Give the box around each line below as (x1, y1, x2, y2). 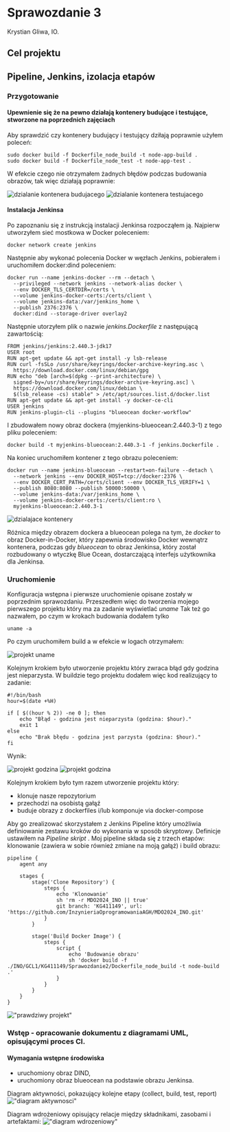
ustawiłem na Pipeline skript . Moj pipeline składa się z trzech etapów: (7, 834, 205, 842)
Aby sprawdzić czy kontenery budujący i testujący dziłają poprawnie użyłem (7, 130, 223, 139)
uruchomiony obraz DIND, (16, 1069, 91, 1077)
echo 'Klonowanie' (56, 891, 109, 898)
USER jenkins (7, 403, 45, 410)
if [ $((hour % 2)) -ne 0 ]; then (7, 710, 106, 717)
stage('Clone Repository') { (32, 879, 115, 886)
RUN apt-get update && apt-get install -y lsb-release (7, 355, 168, 362)
